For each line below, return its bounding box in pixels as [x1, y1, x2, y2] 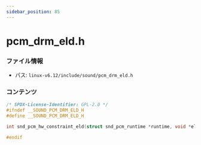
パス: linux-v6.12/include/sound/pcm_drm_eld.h [14, 72, 133, 79]
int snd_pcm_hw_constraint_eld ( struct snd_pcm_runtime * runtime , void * [6, 124, 191, 130]
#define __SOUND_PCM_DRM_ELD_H [6, 113, 84, 119]
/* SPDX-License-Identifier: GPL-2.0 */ [6, 102, 109, 108]
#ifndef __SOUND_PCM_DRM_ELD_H [6, 107, 84, 113]
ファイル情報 [6, 57, 44, 65]
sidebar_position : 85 [6, 8, 60, 15]
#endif [6, 134, 23, 140]
